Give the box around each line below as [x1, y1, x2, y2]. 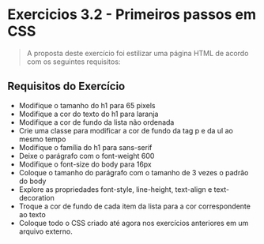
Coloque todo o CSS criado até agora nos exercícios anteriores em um [18, 218, 249, 227]
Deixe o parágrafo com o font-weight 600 [18, 151, 155, 160]
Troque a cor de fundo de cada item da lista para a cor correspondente [18, 201, 251, 211]
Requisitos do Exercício [7, 80, 126, 93]
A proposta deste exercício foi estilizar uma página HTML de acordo [26, 48, 249, 58]
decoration [18, 193, 55, 202]
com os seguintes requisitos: [26, 57, 121, 66]
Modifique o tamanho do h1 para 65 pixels [18, 100, 156, 110]
